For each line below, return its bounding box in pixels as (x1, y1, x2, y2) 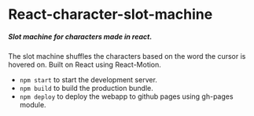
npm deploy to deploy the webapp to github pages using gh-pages (19, 92, 234, 101)
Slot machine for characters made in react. (8, 31, 153, 41)
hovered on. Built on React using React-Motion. (8, 60, 161, 70)
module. (19, 100, 46, 110)
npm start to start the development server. (19, 75, 157, 85)
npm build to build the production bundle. (19, 84, 153, 93)
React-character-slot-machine (8, 5, 213, 24)
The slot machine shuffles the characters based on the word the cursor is (8, 52, 246, 61)
